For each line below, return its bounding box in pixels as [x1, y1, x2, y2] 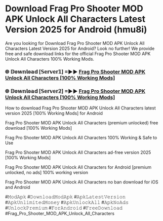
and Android [5, 184, 31, 190]
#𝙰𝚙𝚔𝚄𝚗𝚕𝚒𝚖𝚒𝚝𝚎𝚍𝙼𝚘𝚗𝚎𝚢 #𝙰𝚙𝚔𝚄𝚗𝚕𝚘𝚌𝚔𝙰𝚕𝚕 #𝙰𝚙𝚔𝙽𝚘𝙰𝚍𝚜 [5, 199, 129, 205]
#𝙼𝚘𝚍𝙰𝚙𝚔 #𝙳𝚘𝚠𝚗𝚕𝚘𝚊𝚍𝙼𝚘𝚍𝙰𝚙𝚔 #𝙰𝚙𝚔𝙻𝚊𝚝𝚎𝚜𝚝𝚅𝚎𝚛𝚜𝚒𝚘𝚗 [5, 194, 126, 200]
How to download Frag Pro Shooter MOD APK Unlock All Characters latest [5, 105, 156, 111]
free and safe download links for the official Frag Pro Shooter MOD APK [5, 50, 151, 57]
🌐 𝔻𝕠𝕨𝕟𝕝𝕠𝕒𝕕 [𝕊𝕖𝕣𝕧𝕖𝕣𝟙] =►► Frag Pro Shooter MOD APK [5, 68, 146, 75]
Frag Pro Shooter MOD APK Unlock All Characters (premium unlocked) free [5, 120, 159, 126]
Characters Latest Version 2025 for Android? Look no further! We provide [5, 45, 155, 51]
